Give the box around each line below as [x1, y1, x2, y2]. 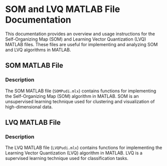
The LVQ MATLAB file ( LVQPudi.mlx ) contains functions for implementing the [5, 144, 162, 151]
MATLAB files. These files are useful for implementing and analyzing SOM [5, 41, 158, 47]
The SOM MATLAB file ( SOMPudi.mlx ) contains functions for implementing [5, 88, 156, 94]
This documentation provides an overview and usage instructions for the [5, 31, 155, 37]
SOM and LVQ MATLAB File [5, 4, 120, 15]
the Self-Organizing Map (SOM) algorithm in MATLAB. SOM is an [5, 93, 139, 99]
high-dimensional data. [5, 104, 53, 110]
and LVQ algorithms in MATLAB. [5, 47, 71, 53]
